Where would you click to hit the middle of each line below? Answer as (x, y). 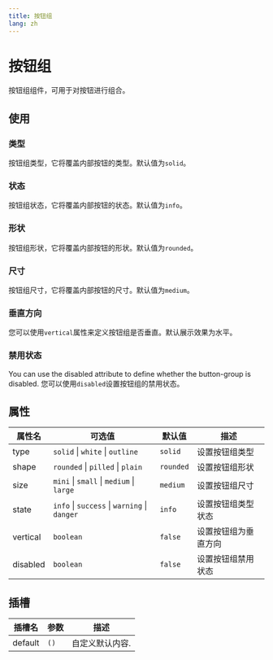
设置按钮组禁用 (225, 559)
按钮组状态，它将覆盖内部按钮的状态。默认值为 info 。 (97, 205)
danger (65, 515)
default (26, 643)
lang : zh (23, 24)
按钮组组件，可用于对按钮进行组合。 (69, 90)
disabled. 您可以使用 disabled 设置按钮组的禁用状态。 (96, 383)
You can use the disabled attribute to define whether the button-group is (130, 374)
